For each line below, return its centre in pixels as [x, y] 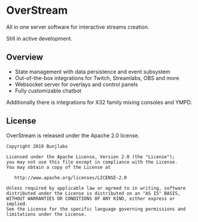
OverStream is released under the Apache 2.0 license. [73, 135]
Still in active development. [39, 38]
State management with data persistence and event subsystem [92, 72]
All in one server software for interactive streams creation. [78, 27]
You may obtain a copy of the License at [59, 167]
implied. [17, 203]
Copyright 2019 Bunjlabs [37, 146]
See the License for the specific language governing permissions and [96, 209]
